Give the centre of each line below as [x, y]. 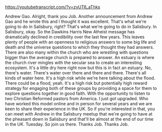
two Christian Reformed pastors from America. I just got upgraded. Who [77, 98]
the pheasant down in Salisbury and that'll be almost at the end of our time [79, 119]
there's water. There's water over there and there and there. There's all [76, 73]
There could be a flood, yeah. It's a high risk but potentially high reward [76, 83]
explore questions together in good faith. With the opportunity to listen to [78, 93]
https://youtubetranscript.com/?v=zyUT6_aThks [53, 7]
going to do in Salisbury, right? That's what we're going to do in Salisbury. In [81, 27]
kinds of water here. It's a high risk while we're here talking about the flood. [80, 78]
